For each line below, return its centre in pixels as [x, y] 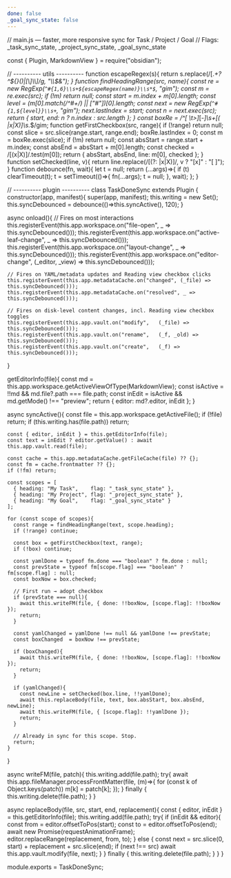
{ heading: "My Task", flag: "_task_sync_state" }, [94, 488]
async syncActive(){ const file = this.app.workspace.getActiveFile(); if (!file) [115, 414]
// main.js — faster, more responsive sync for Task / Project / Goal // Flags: [113, 39]
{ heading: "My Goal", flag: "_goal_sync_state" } [92, 501]
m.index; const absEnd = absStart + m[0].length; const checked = [101, 147]
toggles [18, 317]
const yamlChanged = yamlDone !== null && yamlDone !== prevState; [112, 633]
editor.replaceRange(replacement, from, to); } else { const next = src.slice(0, [115, 839]
